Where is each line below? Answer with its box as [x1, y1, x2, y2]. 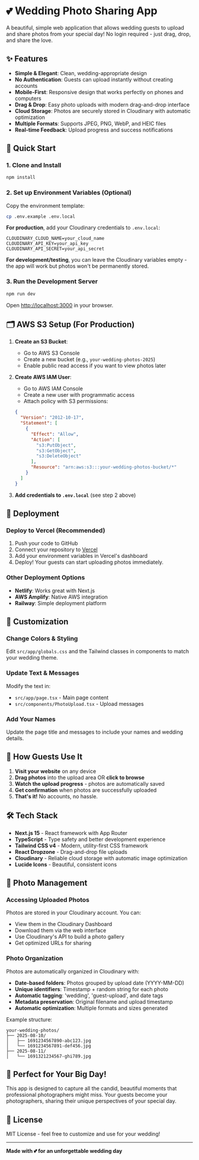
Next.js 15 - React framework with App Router [14, 829, 128, 836]
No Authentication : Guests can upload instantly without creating [14, 76, 174, 83]
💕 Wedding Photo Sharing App [6, 4, 158, 18]
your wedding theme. [6, 654, 58, 661]
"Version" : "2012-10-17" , [20, 414, 84, 421]
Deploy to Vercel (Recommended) [6, 526, 105, 535]
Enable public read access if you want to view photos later [23, 362, 166, 369]
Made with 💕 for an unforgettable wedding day [6, 1148, 123, 1155]
